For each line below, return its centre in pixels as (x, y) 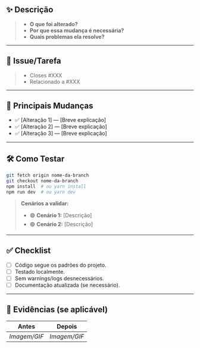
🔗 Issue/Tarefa (34, 61)
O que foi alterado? (54, 24)
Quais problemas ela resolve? (67, 37)
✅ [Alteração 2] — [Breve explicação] (61, 126)
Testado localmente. (40, 271)
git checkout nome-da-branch (42, 181)
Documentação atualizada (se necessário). (67, 285)
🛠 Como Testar (35, 159)
